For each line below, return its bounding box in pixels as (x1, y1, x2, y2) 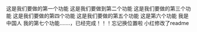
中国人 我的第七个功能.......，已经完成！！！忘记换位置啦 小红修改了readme (6, 20, 189, 26)
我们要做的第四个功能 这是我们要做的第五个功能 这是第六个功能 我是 (23, 12, 189, 19)
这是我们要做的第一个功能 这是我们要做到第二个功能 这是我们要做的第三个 (6, 5, 186, 12)
